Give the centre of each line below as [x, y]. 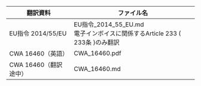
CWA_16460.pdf [98, 53]
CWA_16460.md [97, 69]
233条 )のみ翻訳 [97, 42]
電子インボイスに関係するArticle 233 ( [127, 33]
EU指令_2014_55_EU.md [109, 24]
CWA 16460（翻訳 [36, 65]
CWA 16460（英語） [39, 53]
